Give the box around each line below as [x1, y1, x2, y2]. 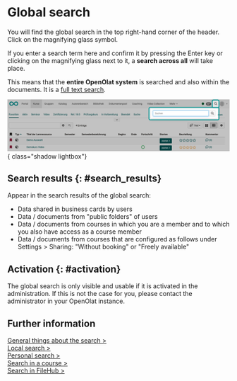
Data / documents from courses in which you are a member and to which [17, 220, 230, 229]
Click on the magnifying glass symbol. [7, 35, 119, 43]
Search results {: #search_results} [7, 172, 162, 184]
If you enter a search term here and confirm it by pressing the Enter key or [7, 49, 224, 57]
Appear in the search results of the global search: [7, 191, 152, 200]
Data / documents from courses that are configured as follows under [17, 235, 217, 244]
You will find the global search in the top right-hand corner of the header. [7, 28, 220, 36]
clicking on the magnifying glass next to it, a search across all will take [7, 56, 214, 64]
